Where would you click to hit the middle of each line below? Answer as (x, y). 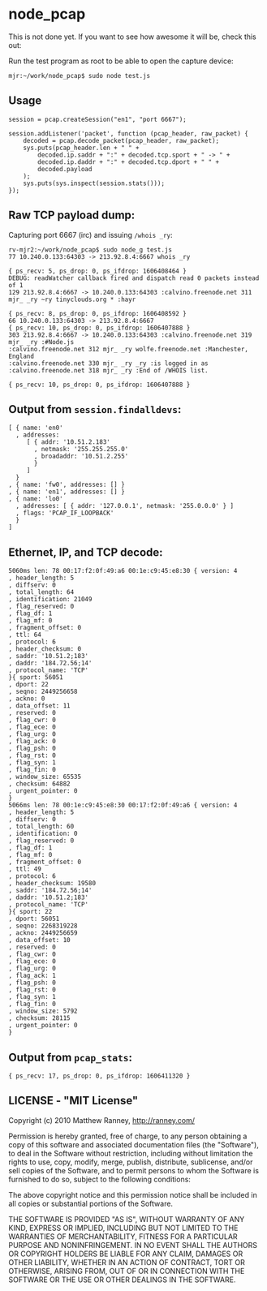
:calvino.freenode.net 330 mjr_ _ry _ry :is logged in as (108, 363)
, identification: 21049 (50, 600)
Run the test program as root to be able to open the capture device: (121, 61)
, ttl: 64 (25, 635)
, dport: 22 (28, 685)
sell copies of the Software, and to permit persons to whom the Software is (134, 1170)
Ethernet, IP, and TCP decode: (86, 552)
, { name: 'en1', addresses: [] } (67, 492)
